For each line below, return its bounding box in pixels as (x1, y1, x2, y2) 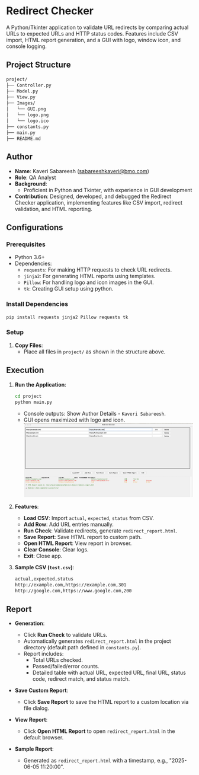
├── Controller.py (6, 82, 52, 88)
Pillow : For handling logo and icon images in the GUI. (23, 279, 154, 286)
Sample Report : (14, 745, 54, 752)
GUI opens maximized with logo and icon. (23, 416, 126, 423)
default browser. (23, 733, 64, 741)
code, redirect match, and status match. (32, 675, 130, 682)
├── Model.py (6, 88, 38, 94)
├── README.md (6, 135, 41, 142)
